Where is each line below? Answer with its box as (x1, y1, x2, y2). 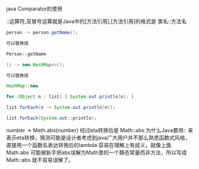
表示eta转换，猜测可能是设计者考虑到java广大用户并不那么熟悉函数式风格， (6, 134, 191, 141)
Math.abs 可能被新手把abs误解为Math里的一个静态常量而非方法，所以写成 (6, 149, 187, 156)
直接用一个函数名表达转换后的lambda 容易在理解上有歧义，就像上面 (6, 141, 172, 148)
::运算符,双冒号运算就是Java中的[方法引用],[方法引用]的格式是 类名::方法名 (6, 18, 187, 25)
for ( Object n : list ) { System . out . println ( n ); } (6, 94, 134, 100)
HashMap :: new (6, 83, 39, 89)
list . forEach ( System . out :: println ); (6, 115, 97, 121)
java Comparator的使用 (6, 5, 63, 12)
